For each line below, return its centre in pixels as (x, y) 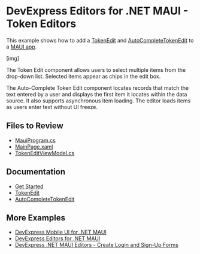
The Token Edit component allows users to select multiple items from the (96, 69)
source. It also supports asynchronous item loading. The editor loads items (99, 101)
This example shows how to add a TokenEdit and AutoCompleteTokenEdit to (100, 40)
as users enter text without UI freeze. (52, 107)
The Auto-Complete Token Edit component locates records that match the (98, 87)
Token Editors (41, 24)
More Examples (36, 218)
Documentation (36, 172)
